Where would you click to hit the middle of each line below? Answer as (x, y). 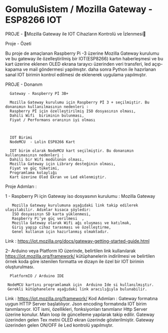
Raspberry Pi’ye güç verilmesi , (48, 218)
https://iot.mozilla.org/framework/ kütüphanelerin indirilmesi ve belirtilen (80, 256)
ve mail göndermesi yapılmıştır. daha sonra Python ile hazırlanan (90, 69)
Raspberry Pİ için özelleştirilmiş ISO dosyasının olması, (73, 111)
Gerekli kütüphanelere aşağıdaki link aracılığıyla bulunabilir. (77, 289)
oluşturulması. (20, 267)
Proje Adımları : (21, 186)
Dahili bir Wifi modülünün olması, (47, 159)
